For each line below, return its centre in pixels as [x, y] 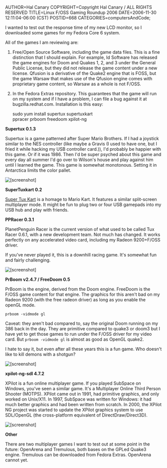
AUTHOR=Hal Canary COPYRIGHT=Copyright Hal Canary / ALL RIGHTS [79, 7]
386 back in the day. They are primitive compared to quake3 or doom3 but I [83, 329]
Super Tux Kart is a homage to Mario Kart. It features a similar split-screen [81, 199]
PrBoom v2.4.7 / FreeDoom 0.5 [38, 279]
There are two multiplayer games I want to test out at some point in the [78, 444]
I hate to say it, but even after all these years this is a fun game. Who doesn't [83, 349]
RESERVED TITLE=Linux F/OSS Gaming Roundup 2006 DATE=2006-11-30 [81, 12]
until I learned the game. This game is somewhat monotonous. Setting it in [81, 165]
